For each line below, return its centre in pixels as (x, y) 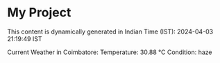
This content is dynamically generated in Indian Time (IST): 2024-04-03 (110, 32)
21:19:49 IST (25, 38)
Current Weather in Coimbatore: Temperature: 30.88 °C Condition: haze (110, 52)
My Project (39, 13)
